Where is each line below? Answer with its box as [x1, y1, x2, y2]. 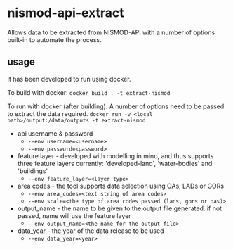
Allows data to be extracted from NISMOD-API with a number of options [7, 28, 215, 37]
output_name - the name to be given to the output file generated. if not [17, 204, 222, 212]
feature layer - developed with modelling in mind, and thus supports [17, 151, 214, 160]
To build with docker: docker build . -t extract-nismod [7, 88, 171, 96]
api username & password [17, 129, 93, 138]
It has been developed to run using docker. [7, 75, 131, 83]
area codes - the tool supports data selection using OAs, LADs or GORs [17, 181, 225, 190]
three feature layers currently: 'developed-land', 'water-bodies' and [17, 159, 213, 167]
